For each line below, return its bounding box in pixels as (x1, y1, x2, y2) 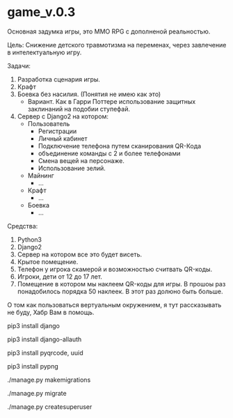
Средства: (7, 222, 38, 230)
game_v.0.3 (7, 4, 76, 20)
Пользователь (27, 119, 70, 127)
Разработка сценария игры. (17, 75, 101, 84)
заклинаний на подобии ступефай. (27, 104, 131, 113)
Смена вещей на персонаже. (38, 156, 125, 164)
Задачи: (7, 61, 31, 70)
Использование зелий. (38, 164, 106, 172)
